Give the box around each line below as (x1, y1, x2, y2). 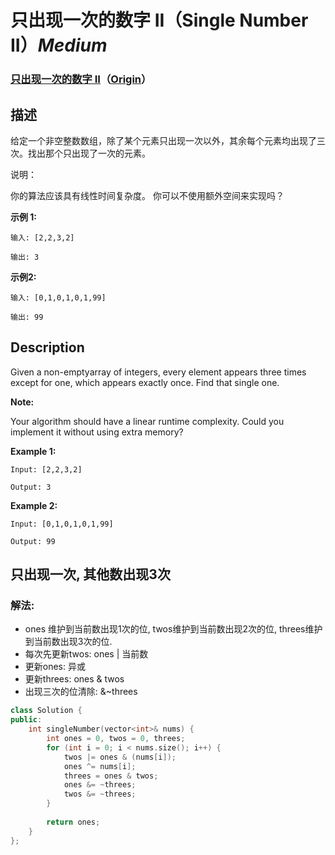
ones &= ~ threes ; (63, 780, 137, 790)
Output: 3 (10, 482, 52, 492)
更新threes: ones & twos (24, 673, 125, 685)
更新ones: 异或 (24, 661, 86, 673)
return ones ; (46, 817, 101, 827)
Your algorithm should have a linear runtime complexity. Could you (10, 415, 285, 427)
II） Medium (10, 34, 108, 57)
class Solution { (10, 706, 83, 716)
